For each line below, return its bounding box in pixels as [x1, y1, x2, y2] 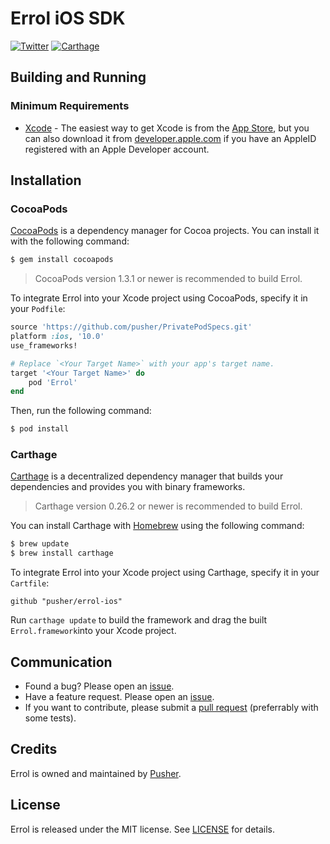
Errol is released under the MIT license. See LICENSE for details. [10, 823, 276, 835]
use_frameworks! [10, 340, 78, 351]
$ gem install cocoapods [10, 255, 114, 265]
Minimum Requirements [10, 99, 130, 113]
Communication [10, 653, 113, 671]
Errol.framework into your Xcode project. [10, 625, 177, 637]
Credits [10, 741, 58, 758]
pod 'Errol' [28, 377, 78, 387]
